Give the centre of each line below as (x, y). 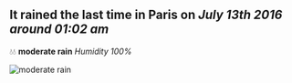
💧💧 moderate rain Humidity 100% (71, 51)
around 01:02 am (59, 30)
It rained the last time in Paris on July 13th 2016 (146, 15)
